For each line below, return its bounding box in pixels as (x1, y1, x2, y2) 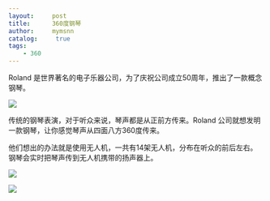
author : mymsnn (8, 27, 75, 35)
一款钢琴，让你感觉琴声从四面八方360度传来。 (8, 126, 165, 135)
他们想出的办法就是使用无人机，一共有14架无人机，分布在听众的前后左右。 (8, 143, 258, 152)
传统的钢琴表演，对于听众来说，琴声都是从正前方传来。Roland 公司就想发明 (8, 115, 261, 125)
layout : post (8, 11, 67, 20)
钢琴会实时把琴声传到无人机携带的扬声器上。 (8, 153, 158, 162)
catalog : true (8, 34, 71, 43)
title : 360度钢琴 (8, 19, 82, 28)
